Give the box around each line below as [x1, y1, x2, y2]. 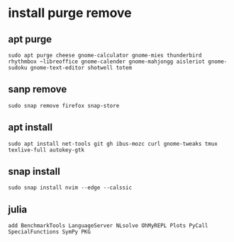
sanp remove [8, 83, 67, 96]
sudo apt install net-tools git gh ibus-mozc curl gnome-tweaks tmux [8, 140, 218, 147]
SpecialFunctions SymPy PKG [8, 229, 91, 236]
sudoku [8, 64, 28, 71]
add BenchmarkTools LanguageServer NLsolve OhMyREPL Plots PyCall [8, 222, 208, 229]
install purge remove [8, 5, 132, 21]
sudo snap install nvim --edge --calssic [8, 184, 133, 192]
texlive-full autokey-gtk [8, 146, 84, 154]
